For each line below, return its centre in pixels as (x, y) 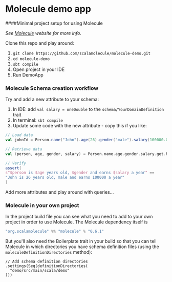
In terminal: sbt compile (38, 120)
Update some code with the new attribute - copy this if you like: (80, 126)
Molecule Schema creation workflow (52, 88)
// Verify (16, 163)
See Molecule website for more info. (44, 33)
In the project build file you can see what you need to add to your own (79, 217)
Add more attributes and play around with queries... (60, 192)
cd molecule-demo (31, 59)
